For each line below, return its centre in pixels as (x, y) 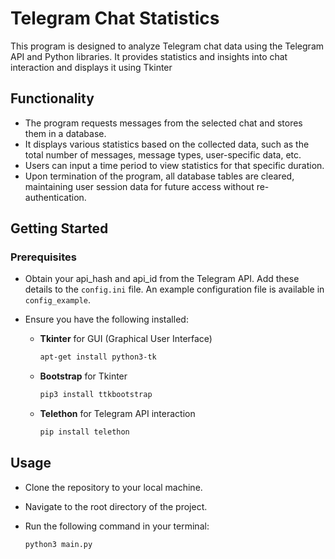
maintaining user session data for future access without (139, 186)
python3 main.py (58, 544)
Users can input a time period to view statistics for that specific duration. (174, 165)
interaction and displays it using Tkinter (91, 67)
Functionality (52, 98)
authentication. (55, 197)
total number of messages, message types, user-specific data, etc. (163, 154)
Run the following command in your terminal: (117, 526)
